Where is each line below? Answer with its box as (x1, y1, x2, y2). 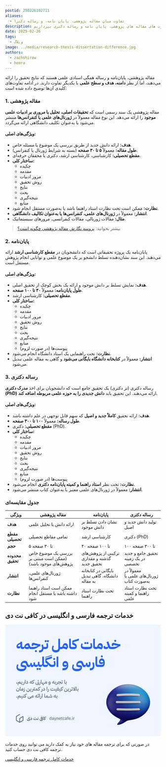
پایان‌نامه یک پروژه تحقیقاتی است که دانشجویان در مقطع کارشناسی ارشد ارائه (5, 249, 148, 255)
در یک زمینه (124, 555, 146, 561)
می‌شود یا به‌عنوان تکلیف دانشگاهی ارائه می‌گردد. (5, 119, 95, 125)
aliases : (5, 13, 23, 18)
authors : (5, 50, 23, 55)
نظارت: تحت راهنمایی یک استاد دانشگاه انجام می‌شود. (12, 351, 112, 357)
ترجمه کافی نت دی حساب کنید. (5, 746, 63, 752)
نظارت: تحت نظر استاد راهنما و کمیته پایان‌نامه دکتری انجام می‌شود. (12, 481, 135, 487)
